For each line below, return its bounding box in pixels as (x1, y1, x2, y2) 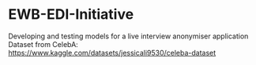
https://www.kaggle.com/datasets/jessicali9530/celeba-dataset (8, 48, 216, 57)
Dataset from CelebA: (8, 39, 79, 49)
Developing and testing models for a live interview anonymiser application (8, 31, 249, 41)
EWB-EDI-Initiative (8, 5, 134, 23)
